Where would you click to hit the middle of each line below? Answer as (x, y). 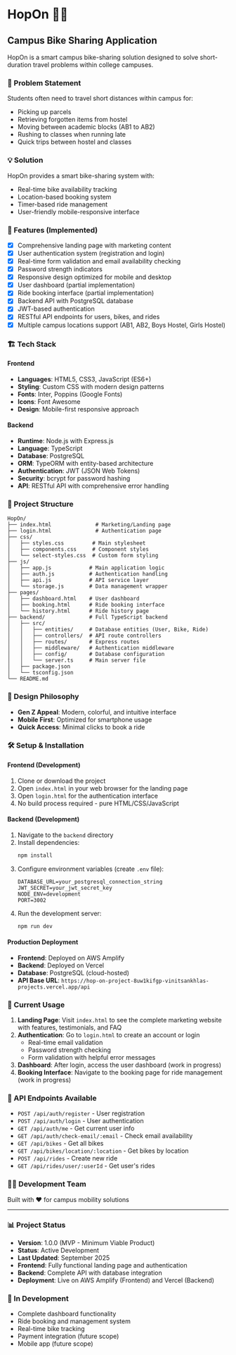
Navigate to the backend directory (65, 835)
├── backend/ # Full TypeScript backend (88, 617)
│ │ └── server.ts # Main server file (77, 661)
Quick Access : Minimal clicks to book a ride (81, 727)
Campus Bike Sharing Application (83, 41)
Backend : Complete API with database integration (90, 1273)
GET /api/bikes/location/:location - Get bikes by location (103, 1151)
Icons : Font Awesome (49, 402)
